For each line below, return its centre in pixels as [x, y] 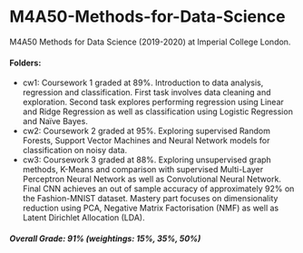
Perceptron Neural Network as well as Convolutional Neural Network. [151, 180]
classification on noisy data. [75, 151]
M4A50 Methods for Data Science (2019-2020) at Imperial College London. [150, 42]
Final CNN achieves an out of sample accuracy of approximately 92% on [158, 189]
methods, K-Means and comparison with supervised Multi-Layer [143, 170]
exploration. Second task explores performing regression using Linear [153, 102]
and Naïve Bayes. [55, 122]
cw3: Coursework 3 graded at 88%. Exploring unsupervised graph [147, 160]
